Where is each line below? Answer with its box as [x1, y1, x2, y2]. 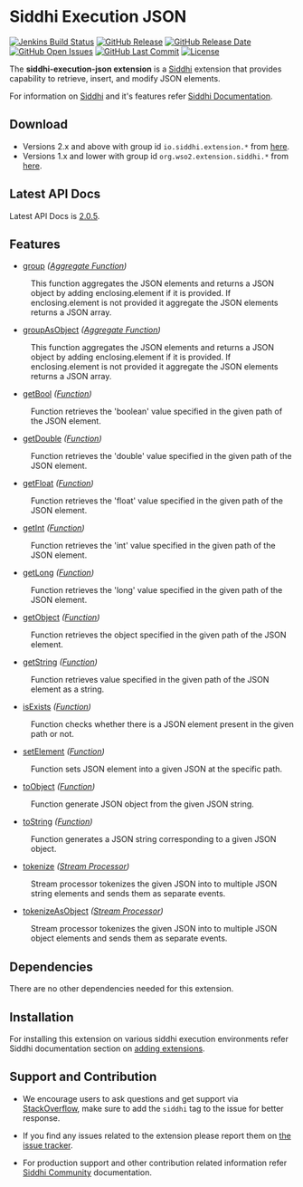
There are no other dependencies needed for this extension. [9, 983, 234, 994]
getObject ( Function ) [22, 612, 100, 623]
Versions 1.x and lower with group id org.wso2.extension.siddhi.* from [22, 150, 289, 161]
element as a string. [30, 684, 105, 694]
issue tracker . [22, 1139, 74, 1151]
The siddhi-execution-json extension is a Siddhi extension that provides [9, 63, 282, 74]
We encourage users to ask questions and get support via [22, 1093, 239, 1104]
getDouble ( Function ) [22, 433, 102, 445]
